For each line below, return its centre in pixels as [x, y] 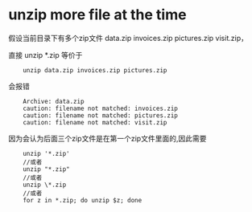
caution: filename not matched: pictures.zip [101, 115]
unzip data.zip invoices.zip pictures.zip [95, 70]
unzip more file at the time [97, 15]
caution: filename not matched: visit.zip [95, 122]
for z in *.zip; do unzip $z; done [83, 200]
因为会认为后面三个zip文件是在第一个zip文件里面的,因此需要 [107, 138]
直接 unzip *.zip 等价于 [45, 55]
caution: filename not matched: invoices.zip [101, 108]
